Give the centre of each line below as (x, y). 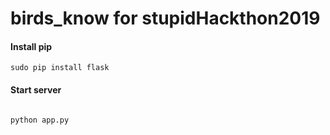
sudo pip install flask (60, 68)
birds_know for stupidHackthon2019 (165, 18)
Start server (36, 89)
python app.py (40, 120)
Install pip (31, 46)
